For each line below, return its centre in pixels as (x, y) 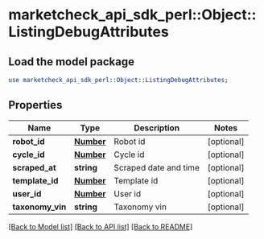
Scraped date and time (157, 167)
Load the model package (72, 62)
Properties (35, 105)
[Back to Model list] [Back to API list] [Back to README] (101, 226)
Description (157, 128)
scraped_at (34, 167)
